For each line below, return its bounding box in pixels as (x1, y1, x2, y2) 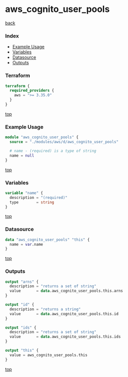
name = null (9, 153, 35, 158)
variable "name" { (5, 190, 43, 195)
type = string (9, 199, 55, 205)
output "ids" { (5, 325, 37, 330)
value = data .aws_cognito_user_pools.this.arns (9, 288, 123, 294)
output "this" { (5, 348, 39, 353)
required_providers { (9, 88, 55, 93)
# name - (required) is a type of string (9, 148, 97, 153)
